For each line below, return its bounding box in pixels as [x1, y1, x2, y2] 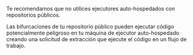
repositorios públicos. [6, 11, 61, 19]
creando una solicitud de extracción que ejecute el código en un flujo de [6, 36, 187, 42]
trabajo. [6, 42, 26, 49]
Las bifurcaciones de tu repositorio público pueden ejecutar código [6, 23, 174, 30]
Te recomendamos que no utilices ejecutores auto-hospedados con [6, 5, 175, 12]
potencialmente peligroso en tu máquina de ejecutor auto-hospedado [6, 29, 180, 36]
